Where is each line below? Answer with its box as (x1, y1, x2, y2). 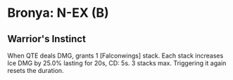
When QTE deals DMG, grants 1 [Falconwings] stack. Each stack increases (7, 51, 224, 60)
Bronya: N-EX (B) (7, 5, 109, 21)
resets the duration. (7, 67, 65, 74)
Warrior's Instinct (7, 33, 87, 45)
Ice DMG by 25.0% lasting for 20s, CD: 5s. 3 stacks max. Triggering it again (7, 59, 227, 67)
